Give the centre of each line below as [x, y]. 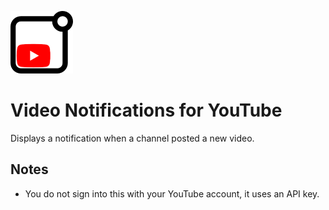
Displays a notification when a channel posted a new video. [132, 138]
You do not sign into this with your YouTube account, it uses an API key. [172, 193]
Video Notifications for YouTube [146, 110]
